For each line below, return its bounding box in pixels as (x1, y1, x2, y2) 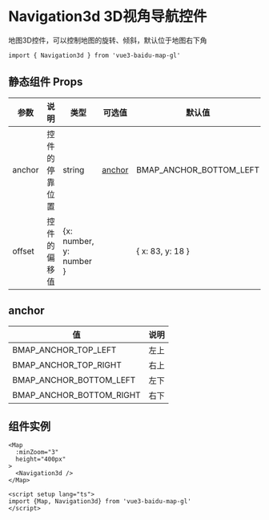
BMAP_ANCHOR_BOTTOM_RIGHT (12, 389, 142, 400)
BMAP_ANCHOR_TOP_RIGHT (12, 359, 122, 370)
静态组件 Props (8, 75, 83, 89)
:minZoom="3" (15, 449, 59, 457)
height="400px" (15, 455, 66, 464)
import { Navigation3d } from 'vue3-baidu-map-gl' (8, 51, 181, 59)
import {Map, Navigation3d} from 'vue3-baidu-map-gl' (8, 498, 192, 506)
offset (12, 246, 34, 257)
